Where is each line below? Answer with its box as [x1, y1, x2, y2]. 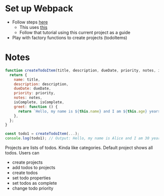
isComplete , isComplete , [14, 100, 64, 105]
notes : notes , [14, 95, 42, 100]
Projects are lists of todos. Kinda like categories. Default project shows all [5, 145, 153, 151]
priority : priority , [14, 91, 56, 96]
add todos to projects [12, 165, 56, 170]
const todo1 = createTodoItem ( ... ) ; [5, 131, 80, 136]
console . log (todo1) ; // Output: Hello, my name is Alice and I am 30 [5, 136, 150, 141]
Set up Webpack [5, 3, 73, 14]
